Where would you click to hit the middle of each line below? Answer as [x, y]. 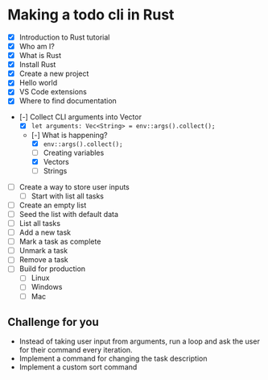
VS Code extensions [53, 92]
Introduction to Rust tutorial [64, 37]
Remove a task [44, 260]
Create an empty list [53, 205]
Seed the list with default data [68, 214]
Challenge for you [54, 322]
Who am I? [37, 46]
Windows [47, 287]
